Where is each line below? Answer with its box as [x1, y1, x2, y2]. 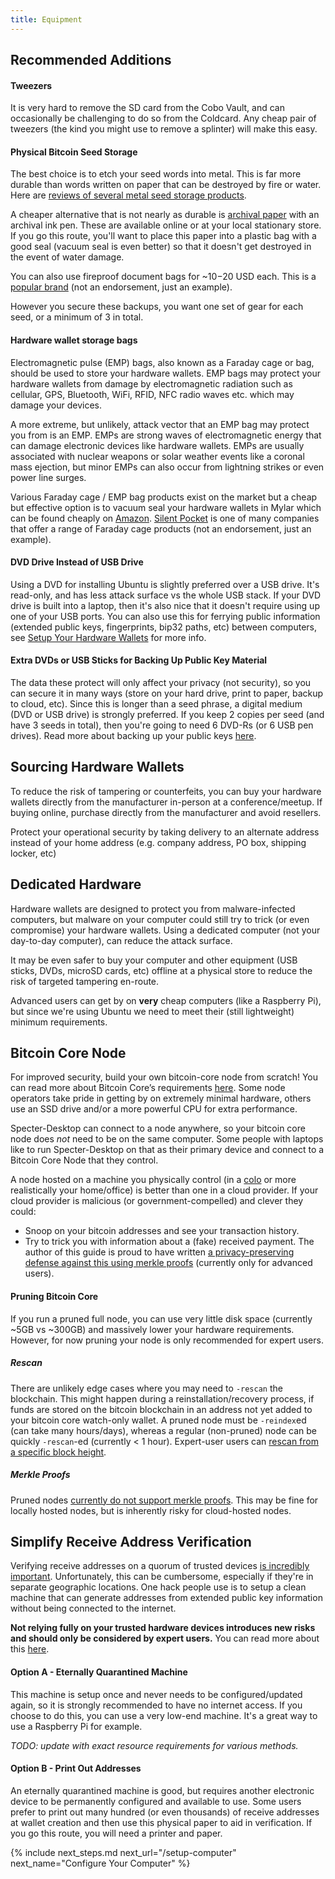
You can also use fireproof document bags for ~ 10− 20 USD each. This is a [10, 271, 317, 283]
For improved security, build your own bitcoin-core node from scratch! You [10, 1071, 318, 1083]
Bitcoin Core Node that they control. [10, 1154, 159, 1166]
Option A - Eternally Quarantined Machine [10, 1666, 188, 1678]
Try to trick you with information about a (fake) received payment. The [24, 1236, 315, 1248]
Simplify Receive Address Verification [10, 1534, 252, 1550]
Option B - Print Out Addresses [10, 1762, 142, 1775]
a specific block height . [10, 1446, 107, 1458]
